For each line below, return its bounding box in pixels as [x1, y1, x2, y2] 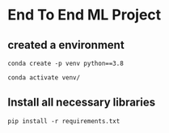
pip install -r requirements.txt [7, 117, 120, 125]
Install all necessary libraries [7, 96, 155, 109]
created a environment [7, 38, 125, 52]
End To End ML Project [7, 6, 162, 24]
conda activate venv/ [7, 74, 81, 82]
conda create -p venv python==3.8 [7, 59, 125, 67]
